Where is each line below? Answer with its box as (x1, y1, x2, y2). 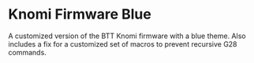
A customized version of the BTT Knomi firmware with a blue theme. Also (8, 31, 246, 40)
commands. (8, 47, 47, 57)
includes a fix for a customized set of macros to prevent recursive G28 (8, 39, 238, 48)
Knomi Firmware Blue (8, 5, 151, 23)
